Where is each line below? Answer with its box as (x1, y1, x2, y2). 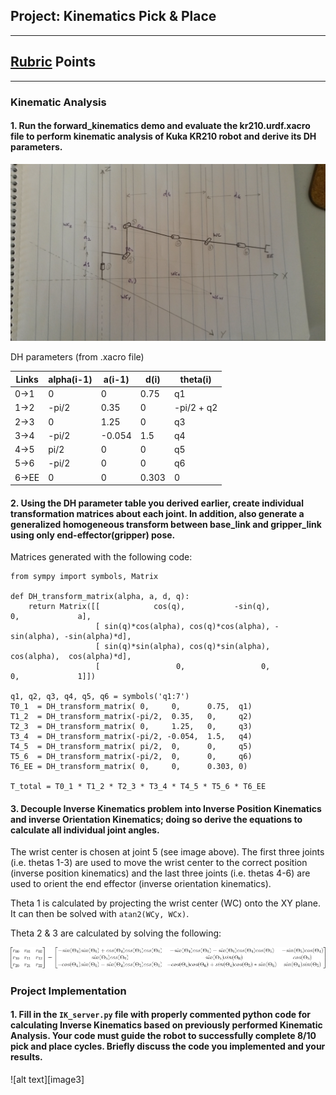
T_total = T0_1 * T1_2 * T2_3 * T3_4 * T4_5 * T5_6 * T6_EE (10, 782, 267, 792)
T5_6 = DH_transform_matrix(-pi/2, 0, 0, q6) (10, 752, 253, 762)
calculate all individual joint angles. (10, 824, 160, 836)
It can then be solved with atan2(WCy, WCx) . (10, 908, 190, 920)
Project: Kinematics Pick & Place (10, 8, 217, 25)
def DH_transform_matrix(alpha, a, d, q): (10, 592, 190, 602)
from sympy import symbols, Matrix (10, 572, 159, 582)
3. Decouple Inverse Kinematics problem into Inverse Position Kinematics (10, 802, 322, 814)
